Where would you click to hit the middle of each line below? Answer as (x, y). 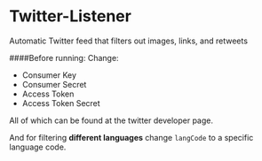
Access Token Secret (61, 103)
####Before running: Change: (64, 57)
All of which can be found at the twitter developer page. (111, 120)
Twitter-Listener (70, 16)
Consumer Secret (54, 84)
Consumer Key (49, 75)
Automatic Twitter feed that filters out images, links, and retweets (129, 41)
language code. (38, 147)
